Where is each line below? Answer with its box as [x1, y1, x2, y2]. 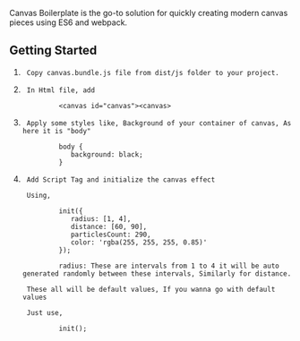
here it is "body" [21, 126, 91, 135]
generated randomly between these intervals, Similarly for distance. [21, 269, 292, 278]
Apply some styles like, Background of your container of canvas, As [26, 118, 292, 128]
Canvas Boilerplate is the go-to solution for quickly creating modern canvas [9, 8, 288, 18]
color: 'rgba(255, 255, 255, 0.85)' [70, 237, 208, 247]
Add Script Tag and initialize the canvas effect [26, 175, 216, 184]
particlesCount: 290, [70, 230, 151, 239]
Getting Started [9, 43, 98, 58]
